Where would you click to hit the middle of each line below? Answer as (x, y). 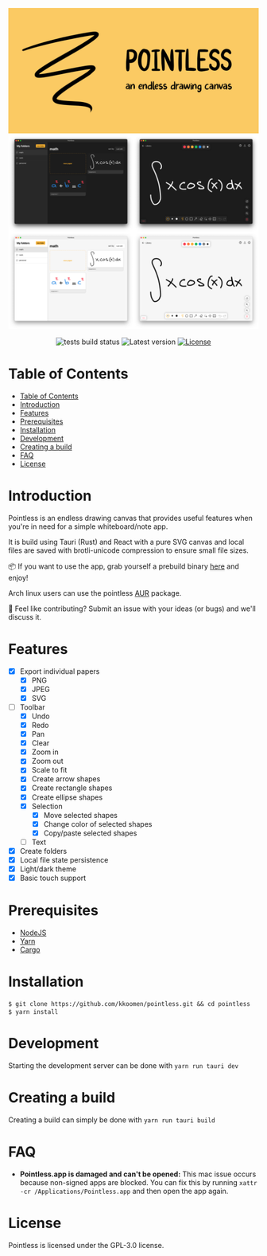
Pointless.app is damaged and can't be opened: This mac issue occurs (138, 1174)
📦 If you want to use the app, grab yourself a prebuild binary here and (124, 566)
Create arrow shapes (66, 779)
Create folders (43, 851)
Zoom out (47, 761)
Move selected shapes (80, 815)
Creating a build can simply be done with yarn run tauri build (112, 1120)
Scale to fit (49, 770)
